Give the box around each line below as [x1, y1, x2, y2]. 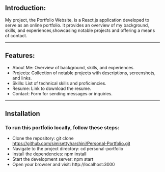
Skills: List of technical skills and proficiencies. [12, 80, 107, 86]
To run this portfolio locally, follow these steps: [5, 124, 119, 131]
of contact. [5, 32, 27, 38]
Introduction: [5, 4, 46, 12]
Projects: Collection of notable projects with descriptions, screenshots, [12, 70, 156, 76]
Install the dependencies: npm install [12, 151, 87, 157]
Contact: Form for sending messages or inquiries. [12, 90, 113, 96]
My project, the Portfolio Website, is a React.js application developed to [5, 17, 150, 23]
